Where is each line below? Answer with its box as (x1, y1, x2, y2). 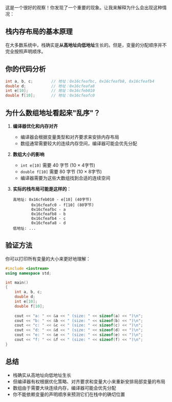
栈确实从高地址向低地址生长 (12, 372, 72, 378)
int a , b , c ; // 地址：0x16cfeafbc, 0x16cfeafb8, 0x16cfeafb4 (5, 78, 155, 84)
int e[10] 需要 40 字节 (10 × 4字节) (20, 162, 96, 168)
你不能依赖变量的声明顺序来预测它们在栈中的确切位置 (12, 391, 125, 397)
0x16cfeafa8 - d (31, 220, 66, 226)
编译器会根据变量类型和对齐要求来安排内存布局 (20, 134, 119, 140)
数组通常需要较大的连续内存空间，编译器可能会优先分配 (20, 140, 137, 146)
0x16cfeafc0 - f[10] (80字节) (31, 202, 94, 208)
